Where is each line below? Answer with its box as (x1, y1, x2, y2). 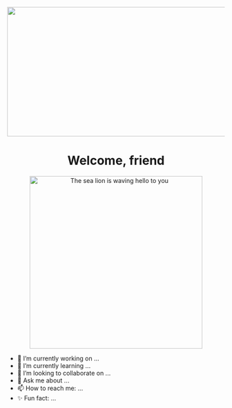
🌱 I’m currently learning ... (17, 361, 91, 369)
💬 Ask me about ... (17, 376, 70, 385)
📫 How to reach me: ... (17, 384, 84, 392)
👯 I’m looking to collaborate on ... (17, 369, 111, 377)
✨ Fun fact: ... (17, 394, 57, 402)
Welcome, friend (67, 153, 165, 168)
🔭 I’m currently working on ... (17, 354, 99, 362)
